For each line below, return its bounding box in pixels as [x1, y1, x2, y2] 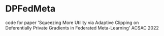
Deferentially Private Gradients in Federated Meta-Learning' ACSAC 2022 [5, 24, 159, 30]
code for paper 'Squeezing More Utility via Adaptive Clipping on [5, 19, 139, 25]
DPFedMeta [5, 3, 56, 14]
